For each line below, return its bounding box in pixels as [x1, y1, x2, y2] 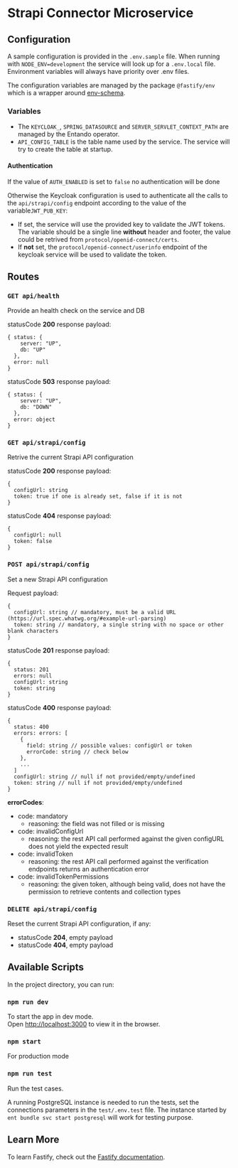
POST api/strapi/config [7, 560, 90, 569]
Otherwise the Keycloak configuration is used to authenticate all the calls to [7, 191, 229, 200]
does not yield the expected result [28, 842, 129, 850]
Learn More [7, 1134, 60, 1146]
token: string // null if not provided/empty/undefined [13, 779, 183, 786]
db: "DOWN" [20, 404, 53, 411]
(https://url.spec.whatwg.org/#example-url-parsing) [7, 615, 167, 622]
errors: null [13, 672, 53, 680]
